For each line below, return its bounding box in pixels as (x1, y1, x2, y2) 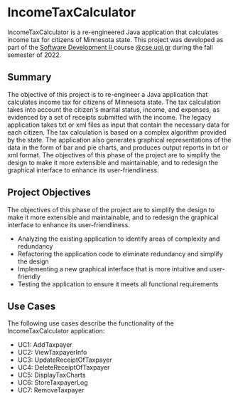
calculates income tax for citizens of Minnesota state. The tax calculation (7, 98, 222, 106)
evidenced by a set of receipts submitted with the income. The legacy (7, 113, 212, 121)
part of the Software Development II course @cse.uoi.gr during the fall (7, 43, 213, 51)
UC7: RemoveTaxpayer (17, 386, 85, 395)
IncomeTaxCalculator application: (7, 327, 105, 335)
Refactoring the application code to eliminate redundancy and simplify (17, 249, 224, 258)
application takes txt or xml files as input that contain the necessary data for (7, 120, 230, 129)
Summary (7, 71, 52, 83)
